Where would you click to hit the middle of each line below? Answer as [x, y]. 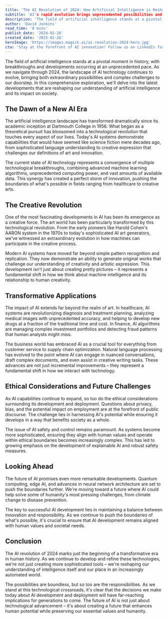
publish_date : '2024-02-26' [34, 33]
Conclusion [23, 541]
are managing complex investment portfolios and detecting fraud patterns [81, 329]
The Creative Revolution [43, 205]
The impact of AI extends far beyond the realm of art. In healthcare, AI [77, 308]
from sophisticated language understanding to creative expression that [78, 148]
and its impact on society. [32, 93]
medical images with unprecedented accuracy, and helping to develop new [82, 319]
